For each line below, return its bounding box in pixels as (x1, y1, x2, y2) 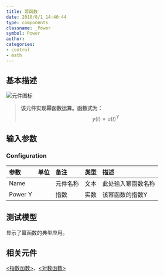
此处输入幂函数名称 (102, 179, 155, 188)
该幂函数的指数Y (102, 191, 148, 199)
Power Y (9, 190, 32, 198)
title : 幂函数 (6, 8, 38, 15)
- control (6, 47, 30, 53)
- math (6, 52, 22, 58)
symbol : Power (6, 31, 41, 36)
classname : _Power (6, 25, 51, 31)
